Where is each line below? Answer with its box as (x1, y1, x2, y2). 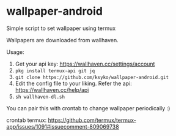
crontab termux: (6, 116, 47, 124)
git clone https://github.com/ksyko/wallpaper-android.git (15, 74, 169, 80)
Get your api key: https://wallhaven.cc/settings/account (15, 60, 155, 67)
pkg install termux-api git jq (15, 67, 95, 74)
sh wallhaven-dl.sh (15, 94, 65, 100)
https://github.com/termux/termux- (48, 116, 136, 124)
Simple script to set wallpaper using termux (6, 25, 116, 32)
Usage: (6, 48, 24, 56)
